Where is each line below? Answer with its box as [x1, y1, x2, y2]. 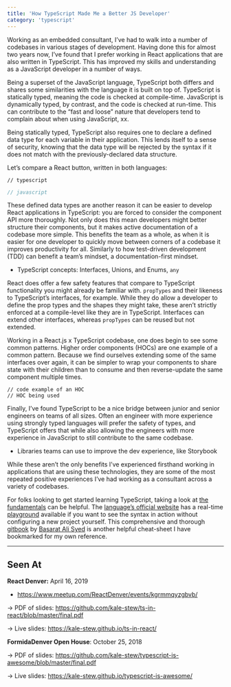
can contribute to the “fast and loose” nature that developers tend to [7, 107, 201, 116]
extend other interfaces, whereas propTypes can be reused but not [7, 316, 195, 324]
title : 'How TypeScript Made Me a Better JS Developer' [7, 10, 170, 17]
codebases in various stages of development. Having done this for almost [7, 43, 217, 51]
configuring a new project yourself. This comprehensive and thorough [7, 517, 206, 526]
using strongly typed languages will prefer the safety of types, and [7, 419, 196, 427]
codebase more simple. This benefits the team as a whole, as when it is [7, 230, 210, 238]
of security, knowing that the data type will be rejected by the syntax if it [7, 143, 212, 151]
